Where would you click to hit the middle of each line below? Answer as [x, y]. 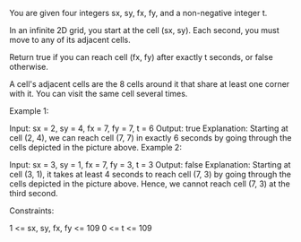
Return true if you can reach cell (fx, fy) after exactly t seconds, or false [141, 57]
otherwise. [29, 67]
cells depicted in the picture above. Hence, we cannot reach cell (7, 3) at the [150, 184]
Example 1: [29, 111]
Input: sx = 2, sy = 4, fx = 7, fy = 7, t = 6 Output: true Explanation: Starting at [149, 128]
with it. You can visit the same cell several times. [99, 94]
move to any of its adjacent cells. [70, 40]
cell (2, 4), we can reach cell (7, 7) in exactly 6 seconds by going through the [150, 138]
